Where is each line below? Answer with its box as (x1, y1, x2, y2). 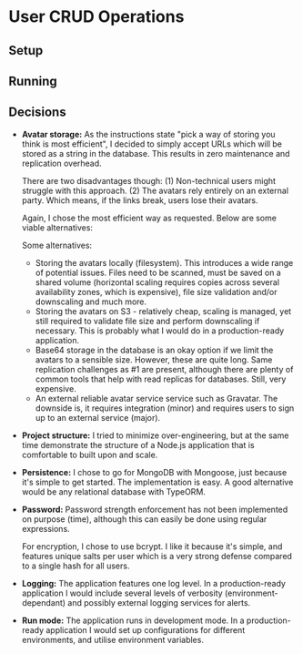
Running (8, 73, 58, 88)
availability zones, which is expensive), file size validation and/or (35, 286, 278, 297)
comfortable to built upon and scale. (21, 449, 158, 460)
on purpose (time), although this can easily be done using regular (21, 513, 268, 525)
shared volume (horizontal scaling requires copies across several (35, 276, 279, 288)
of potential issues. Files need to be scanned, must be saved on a (35, 267, 281, 278)
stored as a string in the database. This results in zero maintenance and (21, 148, 290, 158)
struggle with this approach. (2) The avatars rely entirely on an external (21, 185, 288, 196)
